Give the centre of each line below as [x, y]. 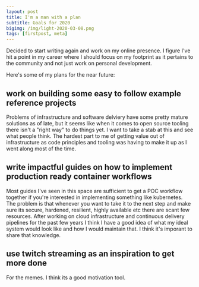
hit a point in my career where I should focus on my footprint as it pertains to [100, 57]
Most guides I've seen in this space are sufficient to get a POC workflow [94, 191]
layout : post [22, 12]
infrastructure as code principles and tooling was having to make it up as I [97, 142]
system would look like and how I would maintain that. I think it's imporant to [99, 229]
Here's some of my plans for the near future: [61, 75]
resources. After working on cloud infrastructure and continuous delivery [96, 216]
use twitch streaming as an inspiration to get [90, 254]
